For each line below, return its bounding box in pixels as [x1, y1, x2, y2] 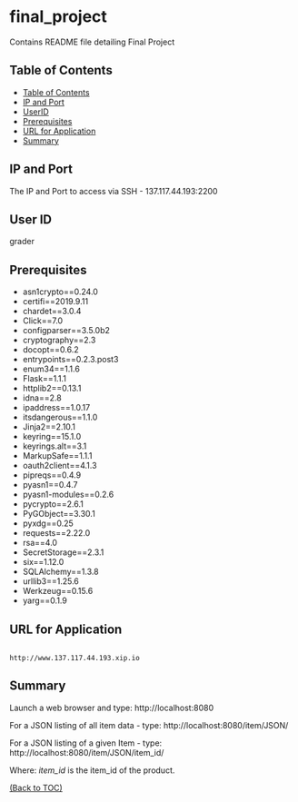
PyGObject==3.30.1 [22, 509, 95, 520]
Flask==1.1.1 [22, 373, 66, 384]
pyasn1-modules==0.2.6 [22, 489, 114, 500]
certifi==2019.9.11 [22, 296, 89, 307]
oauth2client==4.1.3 [22, 460, 97, 471]
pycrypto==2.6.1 [22, 499, 84, 510]
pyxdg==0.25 [22, 518, 74, 529]
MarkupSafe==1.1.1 [22, 451, 93, 461]
